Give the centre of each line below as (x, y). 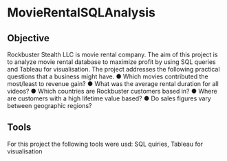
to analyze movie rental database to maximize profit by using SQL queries (111, 62)
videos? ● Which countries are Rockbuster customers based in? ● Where (112, 91)
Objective (29, 38)
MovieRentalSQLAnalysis (82, 13)
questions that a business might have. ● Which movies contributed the (108, 76)
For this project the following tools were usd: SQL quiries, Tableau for (105, 144)
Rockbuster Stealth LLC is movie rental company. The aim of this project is (112, 54)
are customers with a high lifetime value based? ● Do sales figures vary (109, 98)
